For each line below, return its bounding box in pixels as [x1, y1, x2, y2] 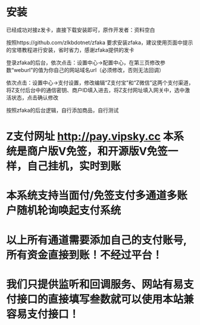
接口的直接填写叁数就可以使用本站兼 [17, 292, 195, 306]
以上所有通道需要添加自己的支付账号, [6, 233, 187, 247]
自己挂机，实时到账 [27, 160, 121, 173]
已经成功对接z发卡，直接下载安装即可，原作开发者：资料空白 [6, 26, 155, 33]
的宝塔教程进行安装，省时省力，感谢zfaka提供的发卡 [6, 46, 135, 54]
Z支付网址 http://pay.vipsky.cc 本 [6, 130, 174, 143]
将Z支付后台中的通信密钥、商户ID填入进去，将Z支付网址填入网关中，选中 [6, 86, 185, 93]
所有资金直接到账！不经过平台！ [6, 248, 163, 262]
